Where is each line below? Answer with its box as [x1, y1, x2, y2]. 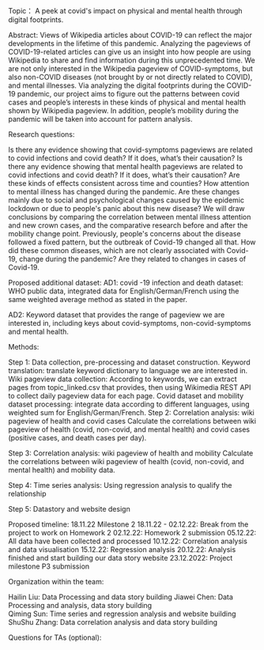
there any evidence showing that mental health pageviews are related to [8, 162, 243, 171]
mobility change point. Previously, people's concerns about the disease [8, 229, 241, 238]
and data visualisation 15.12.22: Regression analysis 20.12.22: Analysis [8, 545, 236, 554]
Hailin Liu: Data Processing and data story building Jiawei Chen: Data [8, 592, 233, 602]
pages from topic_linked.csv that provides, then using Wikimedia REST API [8, 383, 251, 392]
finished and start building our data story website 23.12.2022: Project [8, 554, 233, 562]
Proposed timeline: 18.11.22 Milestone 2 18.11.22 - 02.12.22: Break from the [8, 520, 249, 529]
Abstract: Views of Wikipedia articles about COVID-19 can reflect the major [8, 30, 253, 40]
